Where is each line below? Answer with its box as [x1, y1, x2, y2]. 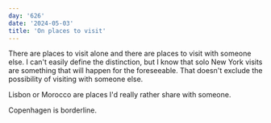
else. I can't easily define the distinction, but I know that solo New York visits [8, 57, 263, 67]
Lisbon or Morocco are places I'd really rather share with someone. [8, 90, 231, 100]
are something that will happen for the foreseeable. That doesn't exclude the [8, 66, 263, 76]
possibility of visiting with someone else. [8, 74, 144, 84]
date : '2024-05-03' [8, 19, 74, 27]
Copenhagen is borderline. [8, 105, 97, 115]
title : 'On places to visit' [8, 27, 106, 35]
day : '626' [8, 11, 45, 20]
